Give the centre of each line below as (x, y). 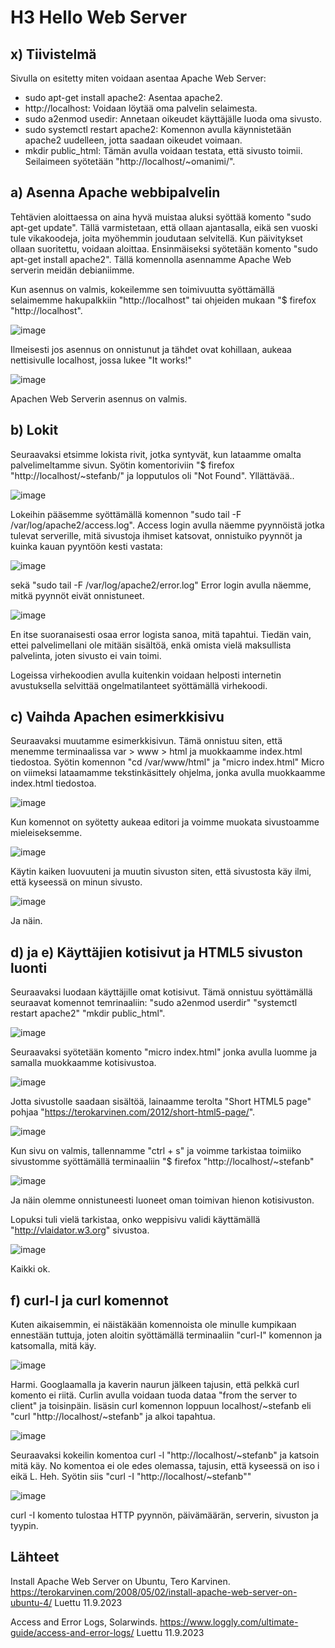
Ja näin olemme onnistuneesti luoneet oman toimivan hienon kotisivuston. (162, 1200)
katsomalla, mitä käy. (53, 1346)
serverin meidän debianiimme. (72, 270)
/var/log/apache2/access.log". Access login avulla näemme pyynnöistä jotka (167, 525)
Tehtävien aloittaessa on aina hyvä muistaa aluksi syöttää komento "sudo (161, 217)
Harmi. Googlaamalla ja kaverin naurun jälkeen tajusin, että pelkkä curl (155, 1385)
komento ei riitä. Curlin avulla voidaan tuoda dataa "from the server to (154, 1395)
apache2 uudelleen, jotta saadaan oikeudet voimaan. (133, 140)
